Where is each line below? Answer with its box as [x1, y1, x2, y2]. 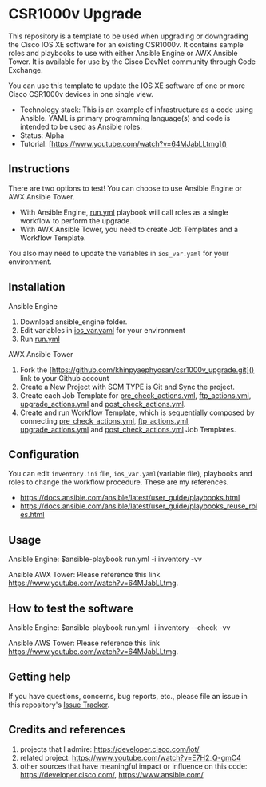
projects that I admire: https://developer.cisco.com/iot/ [19, 744, 200, 753]
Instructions [8, 162, 70, 176]
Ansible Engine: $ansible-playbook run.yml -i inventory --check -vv [8, 623, 231, 632]
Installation [8, 280, 66, 294]
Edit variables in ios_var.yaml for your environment [19, 325, 186, 335]
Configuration [8, 448, 80, 461]
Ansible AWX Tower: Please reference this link [8, 570, 161, 580]
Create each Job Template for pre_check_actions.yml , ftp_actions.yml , [19, 390, 252, 400]
